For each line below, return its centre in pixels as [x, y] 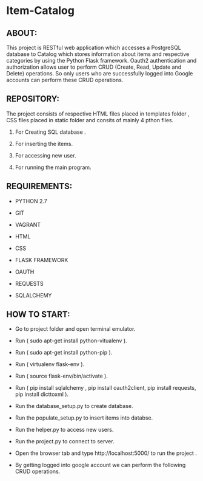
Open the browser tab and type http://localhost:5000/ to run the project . [106, 453]
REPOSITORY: [33, 99]
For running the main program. [53, 167]
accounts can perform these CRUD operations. [65, 80]
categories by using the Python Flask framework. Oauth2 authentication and [101, 61]
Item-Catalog [40, 11]
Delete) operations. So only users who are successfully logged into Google [100, 73]
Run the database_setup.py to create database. [74, 406]
